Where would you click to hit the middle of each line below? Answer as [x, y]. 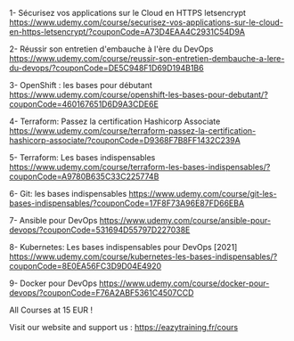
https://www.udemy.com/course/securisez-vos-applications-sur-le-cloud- [146, 22]
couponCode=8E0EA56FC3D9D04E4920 [86, 266]
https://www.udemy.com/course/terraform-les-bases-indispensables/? [140, 167]
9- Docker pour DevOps [53, 283]
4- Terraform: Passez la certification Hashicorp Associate [115, 121]
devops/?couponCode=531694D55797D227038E [100, 230]
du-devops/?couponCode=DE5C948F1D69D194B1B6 [106, 68]
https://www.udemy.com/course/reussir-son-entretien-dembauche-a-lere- [147, 58]
